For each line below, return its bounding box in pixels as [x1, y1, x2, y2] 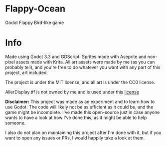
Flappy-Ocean [5, 3, 66, 14]
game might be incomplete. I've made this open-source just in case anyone [5, 109, 160, 115]
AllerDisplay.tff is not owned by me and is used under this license [5, 88, 140, 95]
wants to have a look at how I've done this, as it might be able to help [5, 114, 147, 120]
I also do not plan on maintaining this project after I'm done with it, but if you [5, 129, 162, 135]
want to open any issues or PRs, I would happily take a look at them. [5, 134, 145, 140]
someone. [5, 119, 26, 125]
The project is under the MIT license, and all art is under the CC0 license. [5, 79, 156, 85]
